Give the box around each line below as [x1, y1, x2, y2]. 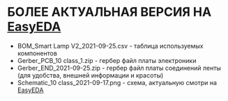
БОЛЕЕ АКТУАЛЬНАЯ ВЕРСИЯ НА [7, 4, 212, 20]
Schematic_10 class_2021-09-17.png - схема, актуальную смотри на [17, 78, 218, 86]
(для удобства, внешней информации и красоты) [17, 71, 164, 80]
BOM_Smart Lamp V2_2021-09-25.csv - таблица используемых [17, 42, 204, 50]
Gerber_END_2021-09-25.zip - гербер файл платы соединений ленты [17, 64, 222, 72]
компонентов [17, 49, 58, 57]
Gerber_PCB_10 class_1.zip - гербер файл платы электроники [17, 56, 197, 64]
